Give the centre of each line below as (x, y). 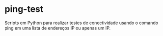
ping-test (24, 9)
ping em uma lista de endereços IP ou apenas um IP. (58, 28)
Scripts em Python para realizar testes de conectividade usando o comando (81, 23)
